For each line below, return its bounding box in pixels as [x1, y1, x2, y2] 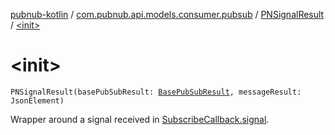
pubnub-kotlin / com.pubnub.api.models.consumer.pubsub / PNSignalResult [10, 9, 325, 20]
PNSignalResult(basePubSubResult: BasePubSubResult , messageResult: [10, 87, 302, 97]
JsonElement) [10, 95, 65, 106]
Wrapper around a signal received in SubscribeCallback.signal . [10, 113, 270, 125]
